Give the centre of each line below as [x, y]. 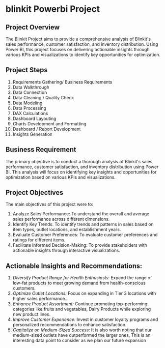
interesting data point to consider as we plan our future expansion [79, 341]
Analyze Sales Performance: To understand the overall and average [81, 214]
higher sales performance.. [40, 299]
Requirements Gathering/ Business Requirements [62, 82]
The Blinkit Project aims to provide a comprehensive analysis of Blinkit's [78, 39]
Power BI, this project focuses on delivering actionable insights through [78, 49]
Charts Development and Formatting [49, 123]
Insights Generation [33, 134]
